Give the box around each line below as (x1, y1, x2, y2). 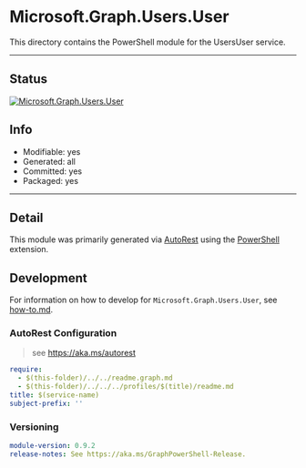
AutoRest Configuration (9, 327, 117, 340)
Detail (9, 209, 44, 225)
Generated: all (22, 156, 76, 167)
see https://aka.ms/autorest (31, 348, 137, 359)
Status (9, 71, 48, 87)
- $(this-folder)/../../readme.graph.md (17, 373, 173, 383)
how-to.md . (9, 304, 54, 315)
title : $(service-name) (9, 391, 100, 400)
